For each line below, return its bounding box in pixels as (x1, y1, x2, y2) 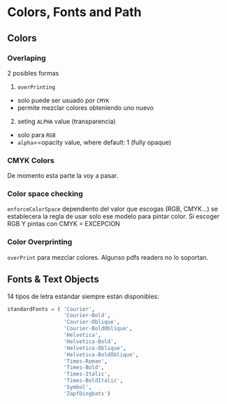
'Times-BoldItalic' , (63, 377, 124, 384)
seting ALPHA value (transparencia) (17, 117, 117, 125)
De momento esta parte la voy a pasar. (7, 172, 119, 180)
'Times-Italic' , (63, 370, 111, 378)
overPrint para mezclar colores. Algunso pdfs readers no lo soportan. (7, 253, 209, 261)
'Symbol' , (63, 384, 92, 391)
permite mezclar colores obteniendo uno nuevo (17, 103, 154, 112)
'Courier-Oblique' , (63, 319, 120, 326)
